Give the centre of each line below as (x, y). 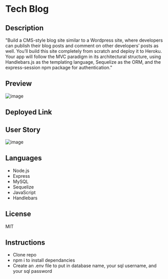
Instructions (25, 243)
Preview (19, 83)
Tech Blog (27, 9)
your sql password (32, 271)
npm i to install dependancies (44, 261)
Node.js (21, 171)
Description (24, 28)
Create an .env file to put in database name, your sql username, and (85, 266)
